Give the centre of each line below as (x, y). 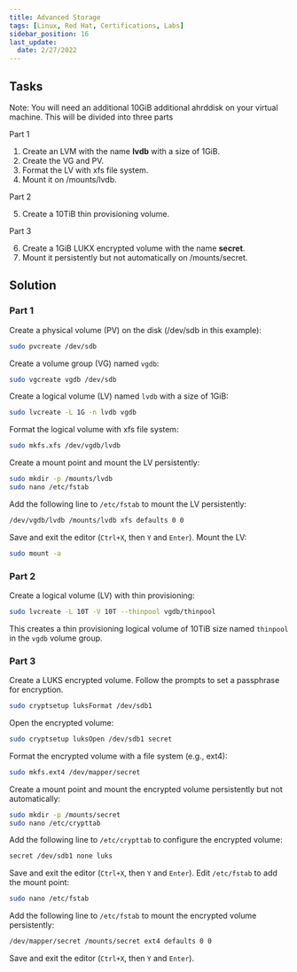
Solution (33, 286)
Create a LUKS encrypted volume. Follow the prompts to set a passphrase (145, 680)
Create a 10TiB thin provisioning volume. (96, 214)
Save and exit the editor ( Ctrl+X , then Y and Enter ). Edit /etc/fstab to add (143, 873)
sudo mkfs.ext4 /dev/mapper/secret (75, 772)
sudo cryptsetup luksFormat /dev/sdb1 (81, 706)
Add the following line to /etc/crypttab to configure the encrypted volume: (146, 840)
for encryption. (36, 690)
